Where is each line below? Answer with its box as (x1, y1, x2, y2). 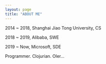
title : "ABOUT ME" (5, 12, 42, 16)
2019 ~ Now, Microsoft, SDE (5, 44, 61, 49)
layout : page (5, 7, 32, 12)
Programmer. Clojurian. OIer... (5, 53, 65, 59)
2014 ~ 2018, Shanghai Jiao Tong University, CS (5, 25, 101, 31)
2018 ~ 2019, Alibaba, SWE (5, 34, 59, 40)
